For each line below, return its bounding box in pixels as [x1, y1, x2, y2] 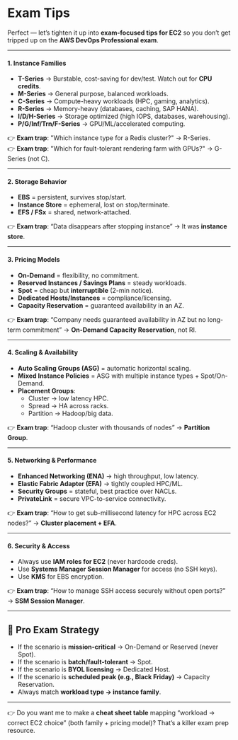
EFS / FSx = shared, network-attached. [17, 208, 132, 216]
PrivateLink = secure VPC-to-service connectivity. [17, 494, 166, 503]
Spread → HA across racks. [28, 401, 109, 410]
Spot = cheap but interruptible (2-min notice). [17, 286, 154, 294]
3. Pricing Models [7, 255, 60, 263]
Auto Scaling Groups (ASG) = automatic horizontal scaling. [17, 364, 191, 372]
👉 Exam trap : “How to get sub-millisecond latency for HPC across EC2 [7, 508, 217, 517]
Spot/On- [200, 371, 228, 380]
